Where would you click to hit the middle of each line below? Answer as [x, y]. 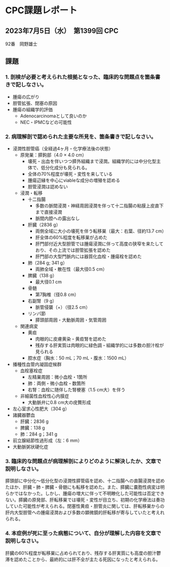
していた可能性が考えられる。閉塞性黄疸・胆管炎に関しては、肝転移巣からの [85, 506]
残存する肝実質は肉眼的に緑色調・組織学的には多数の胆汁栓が [100, 345]
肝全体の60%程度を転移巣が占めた [71, 237]
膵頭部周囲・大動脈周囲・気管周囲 [71, 320]
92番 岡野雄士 [22, 44]
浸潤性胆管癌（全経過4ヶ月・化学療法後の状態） [63, 148]
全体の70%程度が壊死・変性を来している [70, 174]
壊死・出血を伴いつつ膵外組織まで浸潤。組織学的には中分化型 [92, 161]
